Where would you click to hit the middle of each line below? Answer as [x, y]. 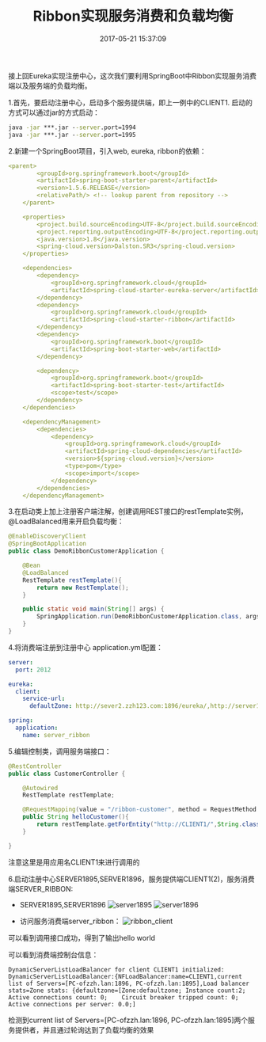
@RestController [35, 766]
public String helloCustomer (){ [76, 817]
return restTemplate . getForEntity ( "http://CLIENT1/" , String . [140, 824]
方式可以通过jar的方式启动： [54, 112]
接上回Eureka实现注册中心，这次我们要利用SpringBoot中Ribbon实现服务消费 [133, 75]
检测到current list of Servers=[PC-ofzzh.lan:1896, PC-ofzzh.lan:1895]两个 [128, 1020]
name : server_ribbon [56, 735]
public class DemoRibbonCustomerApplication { [86, 551]
